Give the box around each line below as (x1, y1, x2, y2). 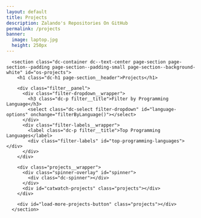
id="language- (141, 106, 177, 112)
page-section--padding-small (52, 64, 126, 70)
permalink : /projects (6, 25, 61, 32)
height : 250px (11, 43, 47, 49)
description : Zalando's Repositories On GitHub (6, 20, 129, 26)
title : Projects (6, 14, 47, 20)
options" (6, 111, 28, 117)
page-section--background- (127, 64, 196, 70)
